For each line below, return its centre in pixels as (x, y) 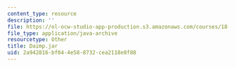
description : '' (31, 20)
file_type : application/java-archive (63, 33)
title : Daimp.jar (33, 46)
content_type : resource (42, 14)
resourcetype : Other (38, 40)
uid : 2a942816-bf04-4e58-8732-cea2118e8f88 (72, 53)
